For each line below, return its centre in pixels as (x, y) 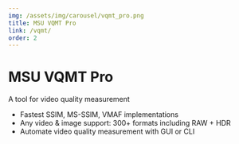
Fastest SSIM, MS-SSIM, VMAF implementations (99, 115)
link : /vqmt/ (30, 30)
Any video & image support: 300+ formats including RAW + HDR (125, 123)
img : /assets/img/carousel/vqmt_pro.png (76, 16)
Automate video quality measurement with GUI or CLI (107, 131)
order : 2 (23, 38)
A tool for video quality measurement (69, 99)
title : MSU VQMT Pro (43, 23)
